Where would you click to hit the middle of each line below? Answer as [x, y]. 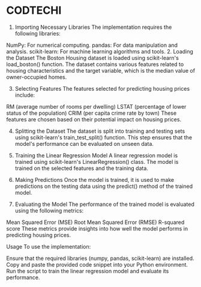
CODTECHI [34, 11]
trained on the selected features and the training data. [82, 168]
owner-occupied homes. [37, 77]
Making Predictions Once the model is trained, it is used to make [94, 180]
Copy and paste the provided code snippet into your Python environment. [97, 264]
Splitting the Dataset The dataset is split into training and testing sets [100, 131]
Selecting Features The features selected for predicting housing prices [102, 88]
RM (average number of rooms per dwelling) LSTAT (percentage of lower [96, 106]
